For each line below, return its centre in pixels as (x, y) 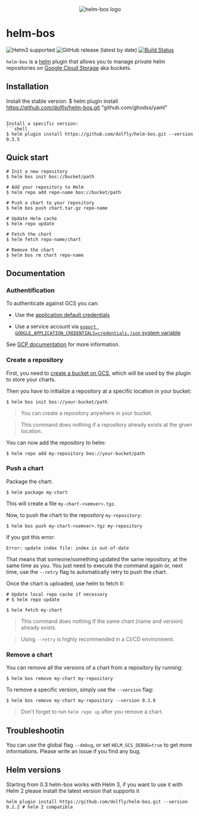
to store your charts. (31, 379)
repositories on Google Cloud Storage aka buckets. (69, 68)
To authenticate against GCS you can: (53, 303)
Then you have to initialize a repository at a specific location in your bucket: (99, 391)
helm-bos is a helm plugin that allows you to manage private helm (86, 61)
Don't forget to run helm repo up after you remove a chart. (92, 712)
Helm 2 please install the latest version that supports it (73, 791)
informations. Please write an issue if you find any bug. (74, 751)
